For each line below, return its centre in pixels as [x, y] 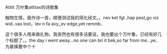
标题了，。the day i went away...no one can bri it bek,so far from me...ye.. [83, 40]
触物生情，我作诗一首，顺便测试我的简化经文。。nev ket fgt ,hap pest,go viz [82, 18]
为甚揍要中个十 [20, 46]
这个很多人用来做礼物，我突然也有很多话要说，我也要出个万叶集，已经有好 [81, 34]
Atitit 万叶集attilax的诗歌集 [32, 7]
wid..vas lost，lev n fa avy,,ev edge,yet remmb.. [54, 24]
